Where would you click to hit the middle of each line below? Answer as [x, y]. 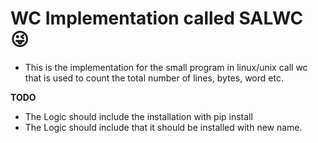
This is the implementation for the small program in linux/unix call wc [166, 67]
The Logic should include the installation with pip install [138, 116]
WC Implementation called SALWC [157, 18]
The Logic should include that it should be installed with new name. [163, 127]
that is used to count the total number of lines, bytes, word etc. [154, 78]
